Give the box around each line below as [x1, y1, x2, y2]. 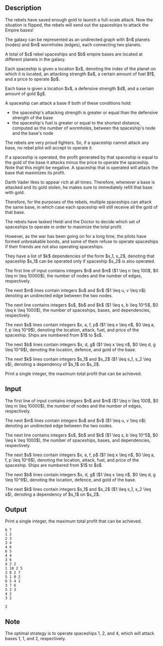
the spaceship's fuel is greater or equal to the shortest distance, [12, 120, 141, 126]
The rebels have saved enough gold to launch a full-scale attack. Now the [5, 17, 153, 22]
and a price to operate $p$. [5, 76, 60, 82]
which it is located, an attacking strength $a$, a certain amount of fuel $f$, [5, 71, 156, 77]
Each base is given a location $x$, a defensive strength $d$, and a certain [5, 85, 154, 91]
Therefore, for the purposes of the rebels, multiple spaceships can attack [5, 199, 152, 205]
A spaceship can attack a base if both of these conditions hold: [5, 100, 132, 106]
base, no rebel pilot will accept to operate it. [5, 144, 93, 150]
